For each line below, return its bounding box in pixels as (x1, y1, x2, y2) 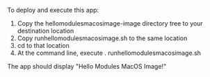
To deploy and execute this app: (7, 6, 99, 14)
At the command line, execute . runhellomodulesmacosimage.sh (17, 49, 202, 57)
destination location (17, 27, 74, 35)
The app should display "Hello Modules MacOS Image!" (7, 62, 167, 70)
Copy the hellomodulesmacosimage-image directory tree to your (17, 19, 203, 27)
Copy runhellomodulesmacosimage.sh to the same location (17, 34, 188, 42)
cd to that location (17, 42, 70, 49)
